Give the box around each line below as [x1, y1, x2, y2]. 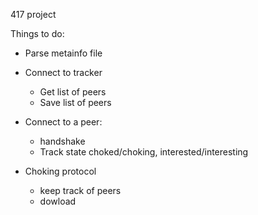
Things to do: [10, 28, 65, 39]
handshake [39, 135, 86, 147]
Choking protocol [24, 165, 97, 177]
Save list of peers [39, 97, 112, 108]
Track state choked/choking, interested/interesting [39, 146, 249, 158]
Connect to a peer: [24, 116, 103, 128]
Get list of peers [39, 86, 107, 98]
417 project [10, 9, 57, 20]
